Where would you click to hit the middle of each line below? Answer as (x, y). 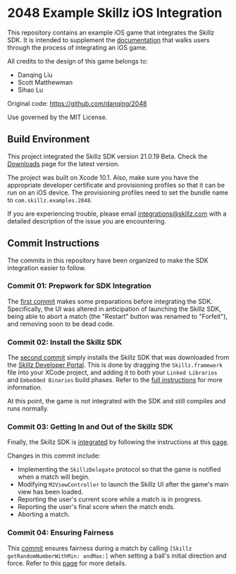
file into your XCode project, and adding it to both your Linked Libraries (112, 372)
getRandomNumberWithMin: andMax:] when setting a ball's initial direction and (117, 556)
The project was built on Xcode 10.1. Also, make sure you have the (103, 177)
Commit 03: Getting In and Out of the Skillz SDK (91, 427)
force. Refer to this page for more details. (67, 563)
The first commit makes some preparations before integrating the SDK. (110, 301)
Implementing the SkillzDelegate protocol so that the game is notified (119, 470)
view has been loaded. (50, 492)
